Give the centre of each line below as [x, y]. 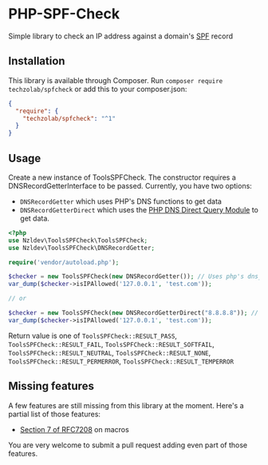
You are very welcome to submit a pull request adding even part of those [128, 445]
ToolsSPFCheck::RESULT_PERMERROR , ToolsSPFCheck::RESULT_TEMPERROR [121, 361]
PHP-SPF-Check [64, 14]
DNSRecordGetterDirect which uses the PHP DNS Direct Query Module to [139, 209]
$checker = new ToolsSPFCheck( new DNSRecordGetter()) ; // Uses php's [126, 276]
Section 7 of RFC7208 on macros [74, 429]
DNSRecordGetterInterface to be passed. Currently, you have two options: [130, 185]
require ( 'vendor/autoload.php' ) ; [64, 262]
